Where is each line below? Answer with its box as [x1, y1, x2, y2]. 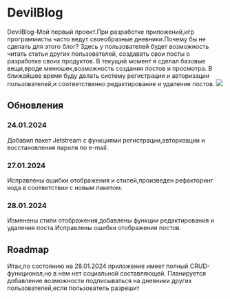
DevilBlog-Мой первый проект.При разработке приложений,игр [7, 28, 195, 36]
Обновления [7, 100, 64, 112]
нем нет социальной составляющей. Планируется [58, 269, 207, 278]
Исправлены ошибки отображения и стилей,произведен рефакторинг [7, 176, 213, 184]
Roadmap [7, 243, 50, 256]
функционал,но [7, 269, 52, 278]
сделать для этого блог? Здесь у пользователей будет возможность [7, 42, 209, 50]
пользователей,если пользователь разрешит [7, 284, 140, 292]
